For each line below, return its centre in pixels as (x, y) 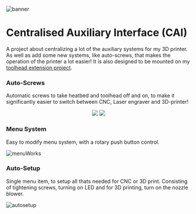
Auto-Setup (23, 168)
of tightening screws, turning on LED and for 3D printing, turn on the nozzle (97, 187)
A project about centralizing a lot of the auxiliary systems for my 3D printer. (97, 49)
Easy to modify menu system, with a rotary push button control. (83, 142)
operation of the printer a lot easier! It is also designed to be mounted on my (98, 61)
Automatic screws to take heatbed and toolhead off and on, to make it (90, 96)
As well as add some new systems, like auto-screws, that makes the (88, 55)
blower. (15, 193)
